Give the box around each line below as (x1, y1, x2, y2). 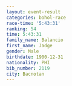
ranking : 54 (6, 25, 36, 32)
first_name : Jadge (6, 43, 53, 49)
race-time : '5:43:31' (6, 20, 61, 26)
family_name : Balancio (6, 37, 64, 43)
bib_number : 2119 (6, 65, 50, 71)
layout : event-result (6, 8, 61, 15)
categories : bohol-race (6, 15, 67, 21)
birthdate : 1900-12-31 (6, 54, 64, 60)
